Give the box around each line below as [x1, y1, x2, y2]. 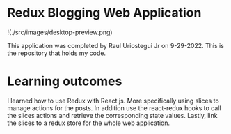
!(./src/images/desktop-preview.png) [7, 28, 113, 36]
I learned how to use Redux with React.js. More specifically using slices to [7, 96, 219, 105]
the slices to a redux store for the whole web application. [7, 119, 170, 127]
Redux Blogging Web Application [7, 5, 202, 21]
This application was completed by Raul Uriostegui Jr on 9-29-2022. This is [7, 41, 225, 50]
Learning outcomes [7, 73, 122, 89]
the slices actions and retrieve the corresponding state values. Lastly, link [7, 111, 218, 119]
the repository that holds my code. [7, 49, 106, 57]
